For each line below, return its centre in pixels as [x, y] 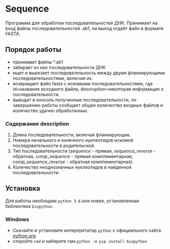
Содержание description [37, 123]
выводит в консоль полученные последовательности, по [75, 100]
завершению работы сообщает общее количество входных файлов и [88, 105]
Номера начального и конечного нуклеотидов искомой [73, 140]
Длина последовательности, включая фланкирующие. [72, 135]
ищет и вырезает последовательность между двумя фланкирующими [89, 73]
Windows [17, 219]
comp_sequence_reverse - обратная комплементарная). [73, 162]
